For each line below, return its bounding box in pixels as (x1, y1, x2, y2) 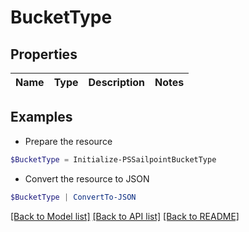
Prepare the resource (24, 135, 113, 147)
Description (88, 76, 145, 89)
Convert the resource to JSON (24, 172, 150, 185)
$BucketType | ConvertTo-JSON (10, 192, 137, 202)
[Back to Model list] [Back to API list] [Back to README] (10, 210, 240, 222)
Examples (10, 109, 73, 126)
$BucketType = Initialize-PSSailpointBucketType (10, 154, 217, 165)
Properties (10, 46, 78, 63)
